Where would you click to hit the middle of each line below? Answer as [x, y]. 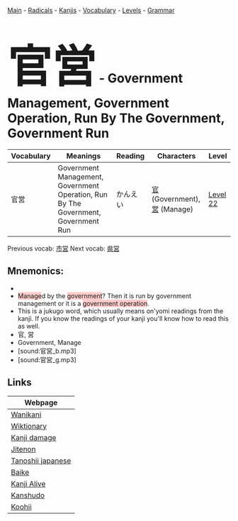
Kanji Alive [28, 483]
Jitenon [23, 449]
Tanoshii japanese [41, 461]
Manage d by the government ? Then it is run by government [104, 296]
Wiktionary [29, 426]
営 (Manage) [172, 209]
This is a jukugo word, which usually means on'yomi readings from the [120, 311]
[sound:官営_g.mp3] [47, 360]
